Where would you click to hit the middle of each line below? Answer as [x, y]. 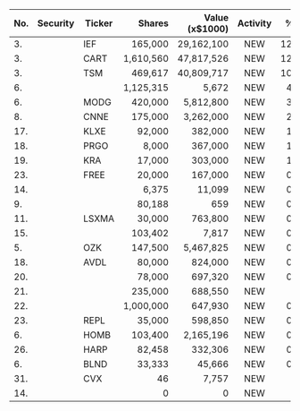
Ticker [99, 23]
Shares [154, 23]
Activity [254, 23]
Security [56, 23]
